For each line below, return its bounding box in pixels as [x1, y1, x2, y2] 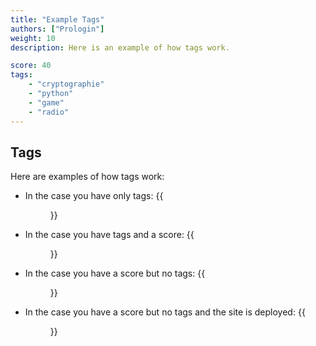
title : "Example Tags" [10, 14, 105, 25]
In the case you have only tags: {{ [24, 190, 164, 202]
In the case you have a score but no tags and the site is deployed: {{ [24, 306, 306, 318]
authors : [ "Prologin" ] [10, 24, 105, 34]
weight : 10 [10, 33, 56, 43]
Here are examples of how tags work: [10, 171, 165, 183]
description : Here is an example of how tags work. [10, 42, 230, 53]
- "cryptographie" [28, 79, 105, 90]
